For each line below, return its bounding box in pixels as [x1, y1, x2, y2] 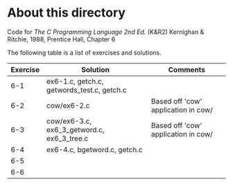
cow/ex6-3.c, [46, 116, 92, 126]
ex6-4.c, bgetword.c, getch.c [46, 145, 144, 154]
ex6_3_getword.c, [46, 124, 105, 134]
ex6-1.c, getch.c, [46, 76, 104, 86]
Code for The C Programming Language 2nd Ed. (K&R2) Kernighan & [7, 28, 205, 36]
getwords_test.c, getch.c [46, 85, 127, 95]
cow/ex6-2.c [46, 100, 90, 110]
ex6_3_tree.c [46, 133, 89, 143]
